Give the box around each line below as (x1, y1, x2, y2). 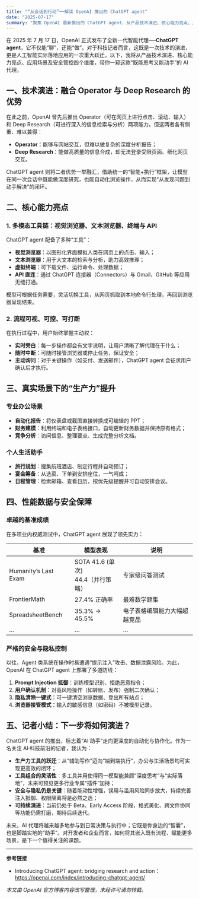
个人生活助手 (6, 448, 43, 456)
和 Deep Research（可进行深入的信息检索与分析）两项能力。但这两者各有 (6, 121, 185, 128)
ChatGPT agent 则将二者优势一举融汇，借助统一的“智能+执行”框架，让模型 (6, 169, 188, 176)
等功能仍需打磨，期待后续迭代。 (14, 809, 93, 816)
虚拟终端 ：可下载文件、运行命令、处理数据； (14, 263, 124, 271)
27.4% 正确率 (74, 595, 114, 603)
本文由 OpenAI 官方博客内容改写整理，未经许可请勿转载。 (6, 886, 147, 893)
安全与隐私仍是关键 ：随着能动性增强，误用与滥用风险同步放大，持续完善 (14, 787, 191, 794)
